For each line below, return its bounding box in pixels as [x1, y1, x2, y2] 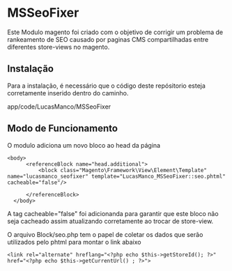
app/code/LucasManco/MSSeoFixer [7, 102, 111, 111]
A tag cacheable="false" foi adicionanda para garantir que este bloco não [7, 209, 219, 217]
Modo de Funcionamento [7, 123, 118, 134]
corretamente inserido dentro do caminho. [7, 88, 129, 97]
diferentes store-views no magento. [7, 42, 110, 51]
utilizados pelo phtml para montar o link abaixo [7, 238, 141, 246]
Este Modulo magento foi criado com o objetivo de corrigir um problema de [7, 28, 224, 36]
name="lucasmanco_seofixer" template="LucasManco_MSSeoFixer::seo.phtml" [7, 173, 226, 180]
